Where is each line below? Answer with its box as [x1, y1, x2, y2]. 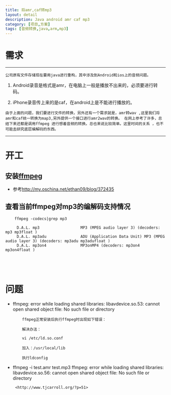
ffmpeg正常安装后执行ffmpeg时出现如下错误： [22, 317, 106, 322]
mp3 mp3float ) [5, 229, 38, 234]
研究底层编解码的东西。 [16, 127, 59, 132]
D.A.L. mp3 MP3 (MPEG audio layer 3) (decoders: [16, 225, 160, 230]
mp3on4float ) [5, 247, 36, 252]
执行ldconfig [22, 355, 48, 360]
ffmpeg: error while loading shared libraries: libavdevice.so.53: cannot [12, 300, 160, 307]
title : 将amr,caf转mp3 [5, 7, 52, 13]
